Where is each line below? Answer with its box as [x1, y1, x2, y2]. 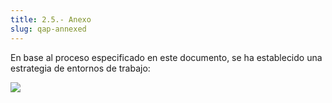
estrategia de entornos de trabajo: [10, 62, 151, 74]
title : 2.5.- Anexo [10, 14, 92, 25]
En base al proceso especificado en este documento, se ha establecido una [10, 51, 323, 63]
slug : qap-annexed [10, 24, 87, 34]
